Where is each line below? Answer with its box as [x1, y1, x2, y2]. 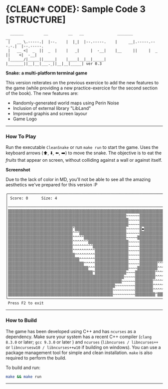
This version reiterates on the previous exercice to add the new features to [5, 79, 159, 85]
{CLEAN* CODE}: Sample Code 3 [5, 3, 146, 15]
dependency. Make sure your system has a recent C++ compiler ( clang [5, 334, 152, 340]
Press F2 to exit [7, 301, 44, 306]
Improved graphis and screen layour [12, 110, 88, 116]
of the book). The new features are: [5, 90, 79, 96]
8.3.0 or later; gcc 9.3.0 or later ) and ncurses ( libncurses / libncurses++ [5, 339, 159, 345]
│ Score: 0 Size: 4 [5, 196, 57, 201]
